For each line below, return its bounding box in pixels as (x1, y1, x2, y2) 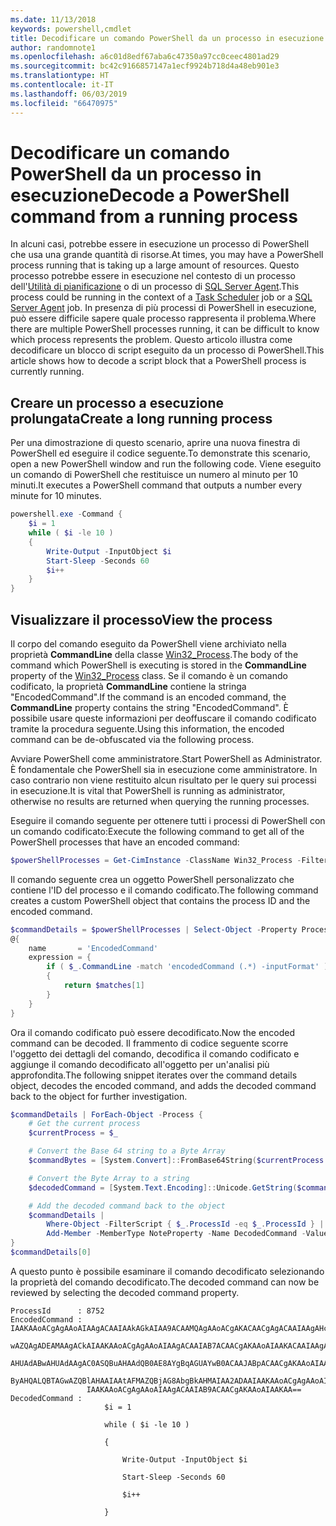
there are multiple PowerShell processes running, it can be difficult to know (10, 323, 320, 335)
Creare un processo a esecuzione (10, 394, 225, 411)
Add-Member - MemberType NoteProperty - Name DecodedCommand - (46, 1229, 307, 1239)
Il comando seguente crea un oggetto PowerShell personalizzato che (10, 873, 295, 885)
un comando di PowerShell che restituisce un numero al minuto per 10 (10, 469, 299, 481)
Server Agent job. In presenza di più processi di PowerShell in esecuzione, (10, 302, 317, 314)
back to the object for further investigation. (10, 1090, 188, 1102)
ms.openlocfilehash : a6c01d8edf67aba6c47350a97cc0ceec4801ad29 (10, 52, 280, 62)
